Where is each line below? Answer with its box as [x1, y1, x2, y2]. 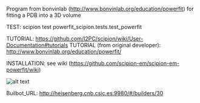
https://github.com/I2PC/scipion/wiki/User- [35, 35, 144, 42]
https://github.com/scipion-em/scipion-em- [70, 60, 180, 67]
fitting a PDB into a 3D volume [6, 12, 81, 19]
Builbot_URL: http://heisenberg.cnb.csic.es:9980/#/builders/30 [6, 90, 164, 96]
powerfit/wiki [6, 66, 39, 73]
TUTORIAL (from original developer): [69, 42, 161, 48]
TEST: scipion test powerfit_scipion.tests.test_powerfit [6, 24, 142, 30]
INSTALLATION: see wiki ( [6, 60, 71, 67]
